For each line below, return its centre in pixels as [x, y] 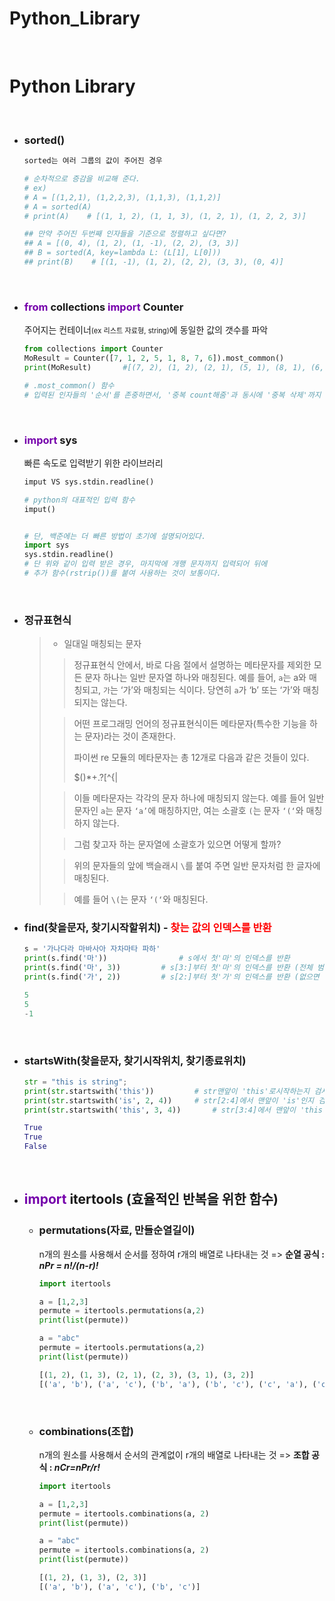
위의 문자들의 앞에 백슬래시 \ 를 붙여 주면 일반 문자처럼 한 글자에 [197, 866]
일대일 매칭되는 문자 [102, 644]
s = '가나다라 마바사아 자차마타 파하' [92, 949]
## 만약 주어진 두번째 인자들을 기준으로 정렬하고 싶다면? [125, 234]
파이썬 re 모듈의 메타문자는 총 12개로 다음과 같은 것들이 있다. [191, 758]
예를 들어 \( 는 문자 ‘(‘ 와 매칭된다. [141, 899]
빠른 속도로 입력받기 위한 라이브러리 [93, 463]
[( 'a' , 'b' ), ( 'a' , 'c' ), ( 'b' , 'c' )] [119, 1587]
